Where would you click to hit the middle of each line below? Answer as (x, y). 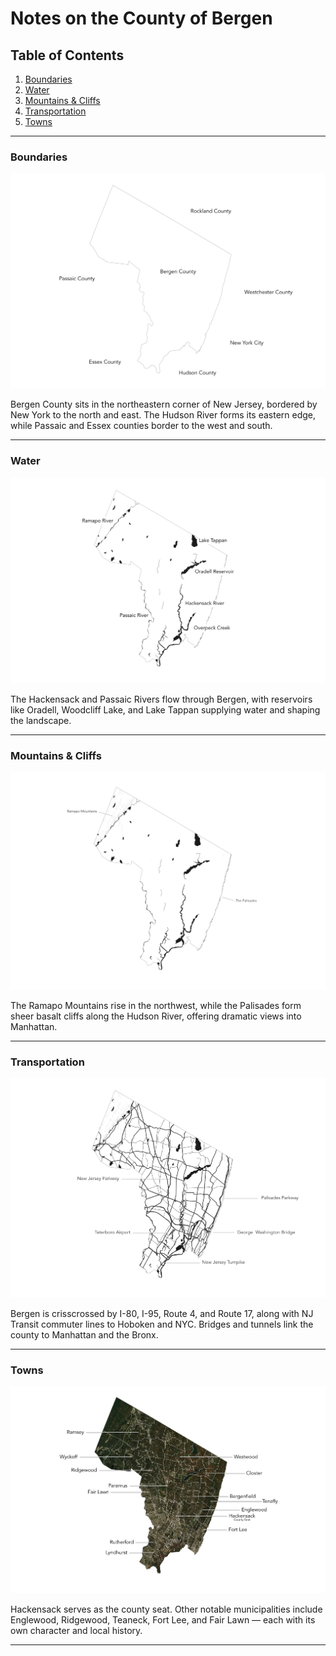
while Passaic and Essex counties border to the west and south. (141, 426)
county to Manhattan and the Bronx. (84, 1334)
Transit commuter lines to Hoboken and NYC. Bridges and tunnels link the (162, 1324)
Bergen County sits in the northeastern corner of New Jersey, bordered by (164, 404)
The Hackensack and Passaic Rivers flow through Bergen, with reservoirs (161, 699)
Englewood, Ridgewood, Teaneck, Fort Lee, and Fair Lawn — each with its (163, 1619)
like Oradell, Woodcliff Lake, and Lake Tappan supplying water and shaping (165, 709)
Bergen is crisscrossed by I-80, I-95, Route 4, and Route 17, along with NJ (162, 1313)
